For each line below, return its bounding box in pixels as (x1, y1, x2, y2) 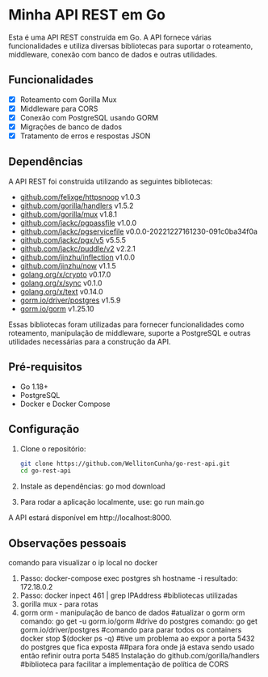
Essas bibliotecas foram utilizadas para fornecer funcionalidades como (8, 319, 245, 329)
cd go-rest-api (19, 467, 72, 475)
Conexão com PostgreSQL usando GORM (19, 112, 159, 122)
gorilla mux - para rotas (19, 599, 98, 609)
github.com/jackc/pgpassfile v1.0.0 (19, 218, 137, 227)
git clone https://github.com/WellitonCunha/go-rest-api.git (19, 459, 231, 468)
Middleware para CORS (19, 104, 98, 113)
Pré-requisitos (8, 360, 83, 374)
